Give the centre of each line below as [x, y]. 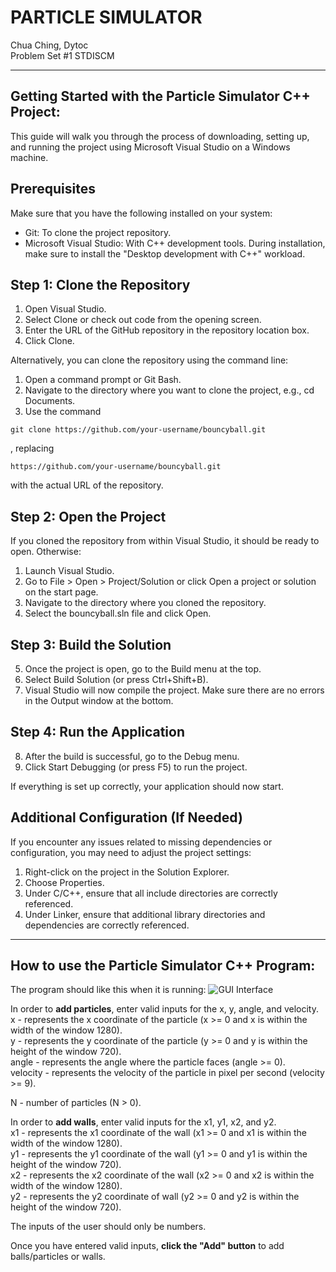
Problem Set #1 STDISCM [62, 55]
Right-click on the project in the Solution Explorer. [127, 872]
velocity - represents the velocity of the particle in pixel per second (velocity [167, 1073]
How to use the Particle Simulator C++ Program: [163, 966]
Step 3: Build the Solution [91, 644]
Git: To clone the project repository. [98, 232]
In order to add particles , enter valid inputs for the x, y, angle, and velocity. [164, 1009]
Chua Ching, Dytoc [49, 45]
